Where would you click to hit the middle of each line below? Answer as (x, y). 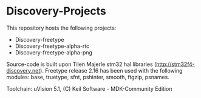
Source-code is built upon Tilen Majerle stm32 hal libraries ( (81, 64)
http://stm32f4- (175, 64)
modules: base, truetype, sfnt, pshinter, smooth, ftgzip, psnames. (88, 77)
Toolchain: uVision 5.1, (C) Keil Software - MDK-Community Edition (89, 88)
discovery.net (23, 70)
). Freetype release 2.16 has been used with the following (111, 70)
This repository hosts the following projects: (61, 28)
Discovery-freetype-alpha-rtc (52, 46)
